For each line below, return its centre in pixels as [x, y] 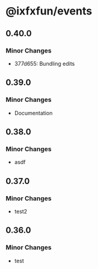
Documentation [33, 113]
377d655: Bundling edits [44, 63]
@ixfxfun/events [49, 11]
